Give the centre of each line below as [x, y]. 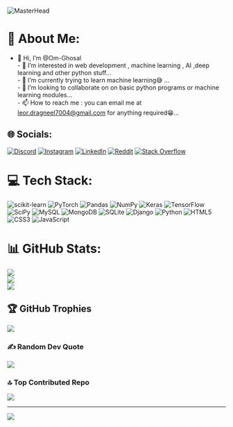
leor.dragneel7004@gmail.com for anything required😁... [98, 112]
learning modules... [45, 94]
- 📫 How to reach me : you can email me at [79, 102]
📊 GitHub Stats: [54, 248]
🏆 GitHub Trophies [50, 309]
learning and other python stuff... [64, 72]
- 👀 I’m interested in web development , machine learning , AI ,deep [113, 65]
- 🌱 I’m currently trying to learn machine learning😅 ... [93, 80]
